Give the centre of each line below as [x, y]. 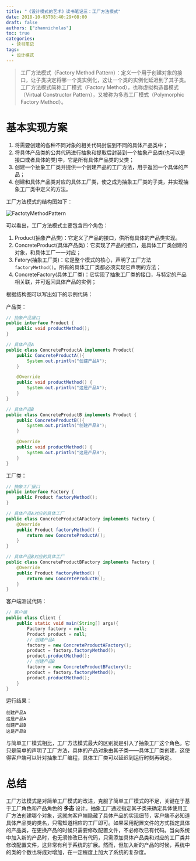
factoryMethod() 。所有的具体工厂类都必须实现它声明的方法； [88, 267]
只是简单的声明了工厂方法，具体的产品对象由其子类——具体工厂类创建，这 [95, 750]
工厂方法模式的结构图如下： [39, 201]
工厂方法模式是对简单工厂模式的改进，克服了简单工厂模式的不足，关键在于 [95, 801]
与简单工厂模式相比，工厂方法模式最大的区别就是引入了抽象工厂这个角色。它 [98, 743]
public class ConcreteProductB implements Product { [71, 415]
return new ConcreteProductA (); [66, 535]
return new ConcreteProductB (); [66, 578]
